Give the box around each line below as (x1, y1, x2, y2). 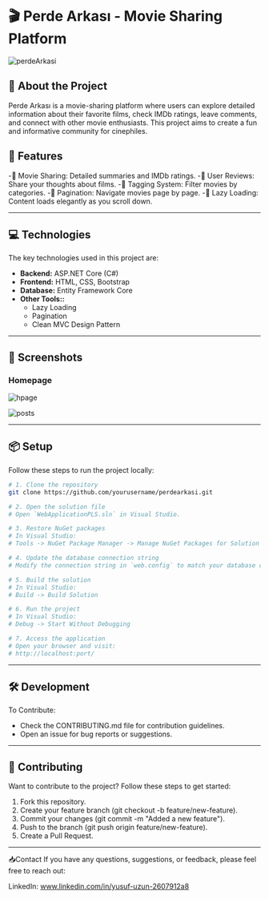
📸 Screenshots (8, 350, 83, 364)
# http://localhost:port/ (8, 649, 94, 658)
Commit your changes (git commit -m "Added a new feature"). (19, 814, 226, 824)
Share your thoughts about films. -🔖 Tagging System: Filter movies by (8, 179, 238, 189)
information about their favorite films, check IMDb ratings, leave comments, (8, 109, 258, 119)
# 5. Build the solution (8, 575, 91, 584)
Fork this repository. (19, 797, 86, 807)
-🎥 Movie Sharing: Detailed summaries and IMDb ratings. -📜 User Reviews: (8, 171, 255, 180)
